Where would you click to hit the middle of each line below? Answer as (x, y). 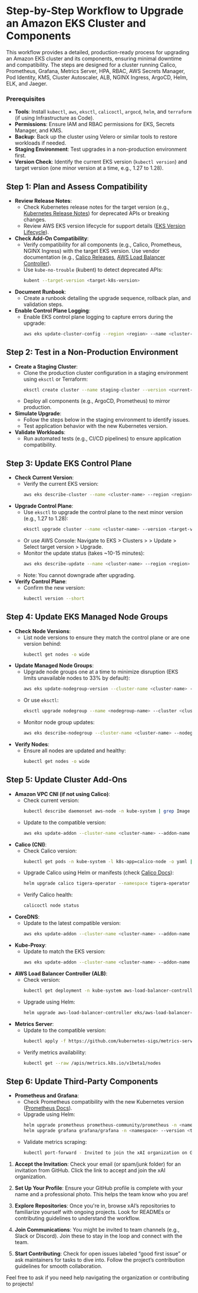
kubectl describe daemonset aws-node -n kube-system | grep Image (107, 811)
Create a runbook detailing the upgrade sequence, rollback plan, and (107, 298)
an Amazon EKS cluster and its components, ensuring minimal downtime (94, 58)
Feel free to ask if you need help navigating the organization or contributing (98, 1277)
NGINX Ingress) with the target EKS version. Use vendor (92, 251)
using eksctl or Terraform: (56, 379)
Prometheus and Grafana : (47, 1095)
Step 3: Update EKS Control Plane (69, 463)
